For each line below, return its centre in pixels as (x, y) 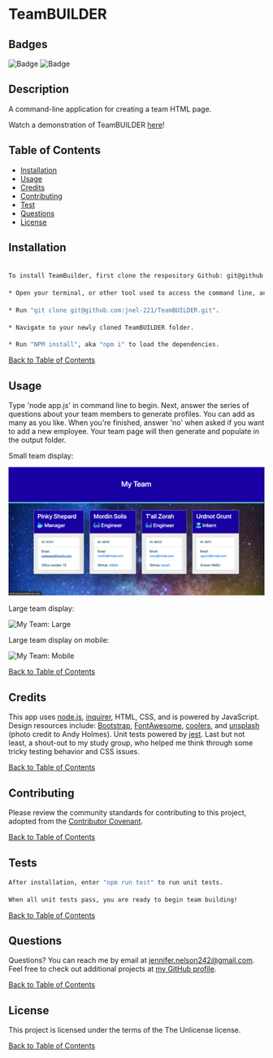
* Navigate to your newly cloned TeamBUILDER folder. (102, 327)
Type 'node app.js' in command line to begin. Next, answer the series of (129, 405)
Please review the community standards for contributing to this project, (128, 813)
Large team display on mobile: (59, 640)
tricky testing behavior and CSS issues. (74, 752)
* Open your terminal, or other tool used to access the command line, (132, 293)
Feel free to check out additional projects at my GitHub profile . (113, 969)
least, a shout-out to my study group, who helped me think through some (131, 743)
